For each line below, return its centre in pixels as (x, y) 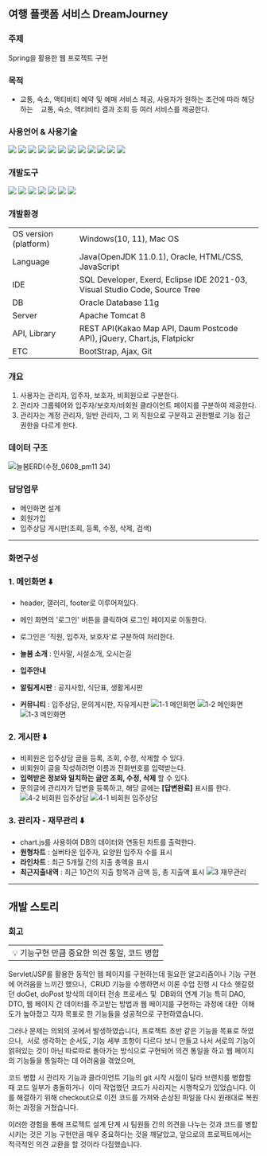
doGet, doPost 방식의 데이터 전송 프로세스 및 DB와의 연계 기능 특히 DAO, (131, 994)
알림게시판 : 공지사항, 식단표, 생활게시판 (81, 687)
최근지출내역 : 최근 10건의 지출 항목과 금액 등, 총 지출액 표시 (112, 872)
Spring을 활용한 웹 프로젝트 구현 (58, 57)
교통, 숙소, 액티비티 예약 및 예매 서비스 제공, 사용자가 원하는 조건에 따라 (130, 99)
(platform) (31, 244)
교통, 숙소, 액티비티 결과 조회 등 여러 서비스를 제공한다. (126, 109)
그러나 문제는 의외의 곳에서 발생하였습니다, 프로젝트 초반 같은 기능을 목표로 (124, 1031)
